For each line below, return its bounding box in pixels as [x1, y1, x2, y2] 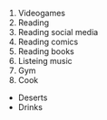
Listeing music [17, 56, 73, 66]
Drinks [17, 102, 44, 112]
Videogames [17, 8, 66, 18]
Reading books [17, 46, 74, 57]
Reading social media [17, 27, 99, 37]
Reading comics [17, 36, 79, 47]
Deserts [17, 92, 48, 103]
